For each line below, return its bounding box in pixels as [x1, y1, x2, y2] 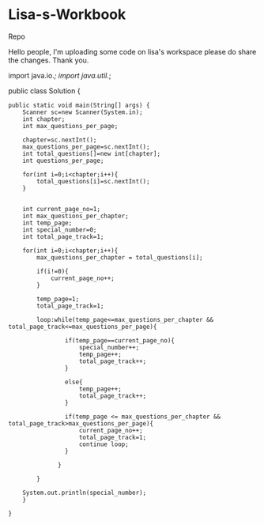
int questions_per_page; [22, 157, 104, 164]
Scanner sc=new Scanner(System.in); [22, 108, 144, 116]
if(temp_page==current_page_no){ [64, 336, 175, 345]
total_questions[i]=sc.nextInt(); [36, 177, 150, 185]
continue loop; [78, 440, 129, 448]
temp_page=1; [36, 295, 80, 303]
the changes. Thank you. [8, 55, 89, 65]
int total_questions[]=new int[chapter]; [22, 149, 160, 157]
